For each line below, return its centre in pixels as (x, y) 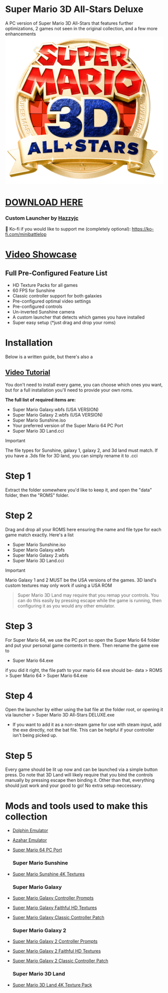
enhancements (21, 34)
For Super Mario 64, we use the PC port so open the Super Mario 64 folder (82, 640)
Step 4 (19, 696)
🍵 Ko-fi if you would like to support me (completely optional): (68, 229)
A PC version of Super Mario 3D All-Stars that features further (69, 23)
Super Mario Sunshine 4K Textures (49, 874)
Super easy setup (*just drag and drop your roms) (64, 322)
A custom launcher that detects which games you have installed (78, 317)
